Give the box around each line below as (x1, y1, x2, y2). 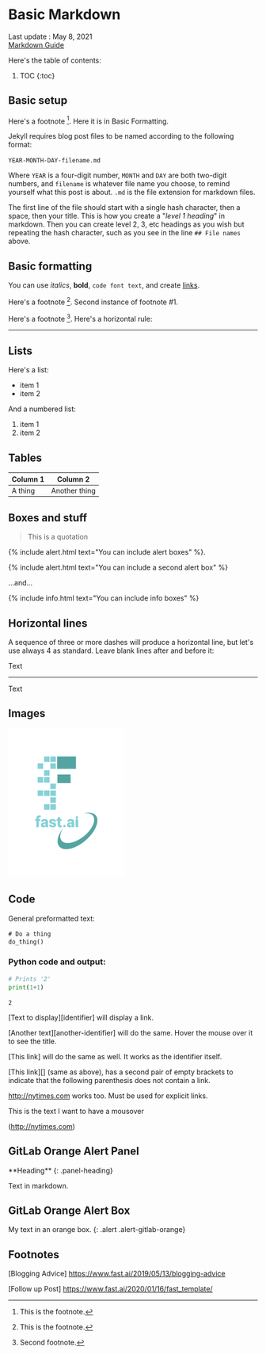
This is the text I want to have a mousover (8, 1106, 144, 1116)
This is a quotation (27, 532, 89, 542)
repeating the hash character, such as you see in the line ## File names (8, 228, 241, 238)
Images (8, 707, 46, 720)
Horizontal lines (8, 616, 88, 630)
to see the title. (8, 1036, 57, 1046)
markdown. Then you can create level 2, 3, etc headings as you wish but (8, 219, 245, 229)
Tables (8, 451, 42, 464)
